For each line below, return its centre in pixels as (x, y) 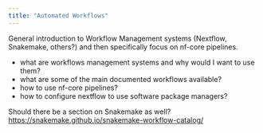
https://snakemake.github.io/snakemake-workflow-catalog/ (106, 119)
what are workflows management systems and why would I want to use (137, 62)
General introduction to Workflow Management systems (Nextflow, (118, 38)
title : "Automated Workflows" (59, 16)
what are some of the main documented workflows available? (120, 79)
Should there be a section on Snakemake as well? (90, 111)
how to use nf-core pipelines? (69, 88)
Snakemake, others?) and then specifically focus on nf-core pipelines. (123, 47)
